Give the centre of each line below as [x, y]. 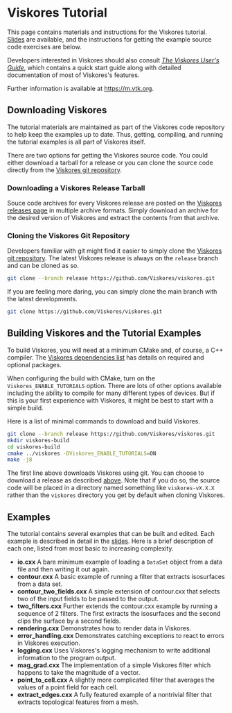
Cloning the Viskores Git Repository [69, 235]
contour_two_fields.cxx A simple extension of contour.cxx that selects [118, 592]
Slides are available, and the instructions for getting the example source [109, 39]
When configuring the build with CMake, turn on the [81, 378]
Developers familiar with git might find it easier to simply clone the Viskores [115, 251]
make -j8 [20, 460]
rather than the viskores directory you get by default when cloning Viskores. [116, 495]
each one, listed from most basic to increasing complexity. [90, 548]
